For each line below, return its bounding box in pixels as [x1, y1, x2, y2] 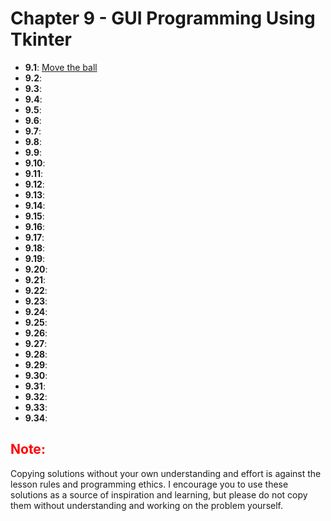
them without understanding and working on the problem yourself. [10, 499, 283, 511]
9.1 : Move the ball [24, 61, 98, 73]
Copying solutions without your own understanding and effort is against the [10, 467, 322, 479]
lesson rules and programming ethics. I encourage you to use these [10, 478, 289, 490]
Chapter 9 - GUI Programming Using [10, 7, 316, 30]
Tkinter [10, 28, 73, 51]
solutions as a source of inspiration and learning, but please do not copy [10, 488, 308, 501]
